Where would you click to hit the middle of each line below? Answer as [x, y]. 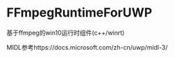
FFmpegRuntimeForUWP [80, 13]
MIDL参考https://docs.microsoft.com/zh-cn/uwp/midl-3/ [87, 47]
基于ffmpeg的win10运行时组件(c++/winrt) [66, 32]
